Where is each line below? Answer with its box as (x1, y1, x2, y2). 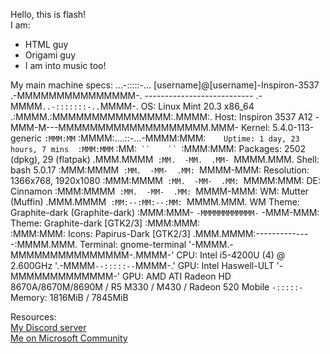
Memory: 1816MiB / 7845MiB (10, 292, 129, 303)
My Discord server (10, 322, 87, 333)
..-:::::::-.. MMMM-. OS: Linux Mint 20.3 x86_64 (41, 100, 255, 112)
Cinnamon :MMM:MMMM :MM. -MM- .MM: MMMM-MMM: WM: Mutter (10, 185, 310, 197)
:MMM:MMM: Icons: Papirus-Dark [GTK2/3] (10, 228, 191, 239)
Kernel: (240, 122, 271, 133)
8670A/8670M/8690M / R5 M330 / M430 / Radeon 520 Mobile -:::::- (10, 281, 304, 293)
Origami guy (24, 49, 77, 61)
